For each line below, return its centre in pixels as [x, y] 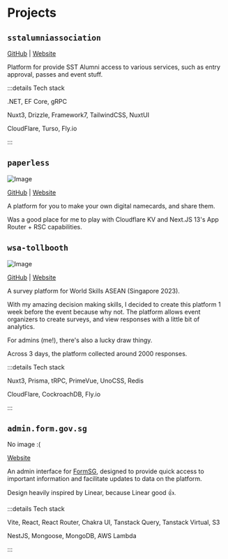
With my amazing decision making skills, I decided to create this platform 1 [114, 304]
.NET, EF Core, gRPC [37, 101]
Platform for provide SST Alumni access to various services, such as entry [114, 67]
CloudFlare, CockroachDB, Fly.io [54, 394]
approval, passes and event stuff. [55, 74]
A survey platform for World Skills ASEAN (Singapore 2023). [93, 291]
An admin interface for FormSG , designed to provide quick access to [106, 471]
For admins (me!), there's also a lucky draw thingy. [80, 340]
